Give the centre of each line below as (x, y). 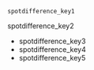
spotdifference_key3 (52, 41)
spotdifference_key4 (52, 50)
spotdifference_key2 (41, 26)
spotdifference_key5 (52, 58)
